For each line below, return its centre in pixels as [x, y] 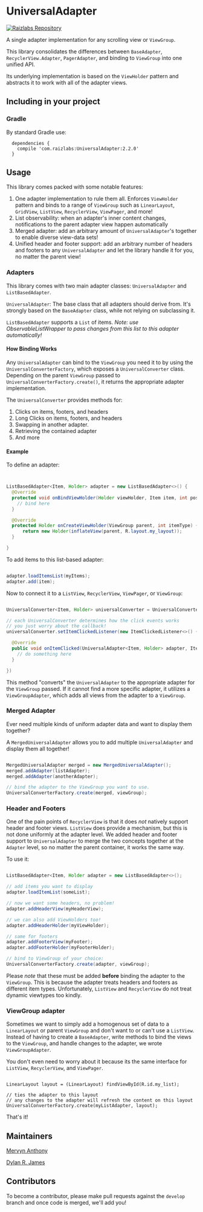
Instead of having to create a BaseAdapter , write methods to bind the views [99, 1037]
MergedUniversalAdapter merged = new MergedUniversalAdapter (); [89, 765]
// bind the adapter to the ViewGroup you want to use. [78, 787]
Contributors [31, 1181]
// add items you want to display [50, 887]
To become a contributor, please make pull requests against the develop [96, 1196]
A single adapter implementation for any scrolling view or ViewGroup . [91, 39]
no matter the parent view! [48, 257]
